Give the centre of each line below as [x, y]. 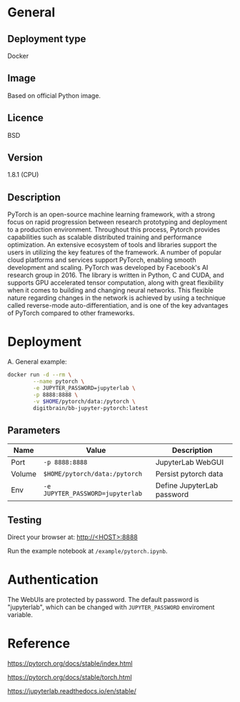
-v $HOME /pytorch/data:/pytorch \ [84, 401]
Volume [24, 474]
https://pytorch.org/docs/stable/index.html [70, 663]
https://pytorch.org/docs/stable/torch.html [70, 677]
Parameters [34, 430]
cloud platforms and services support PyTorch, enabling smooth [102, 260]
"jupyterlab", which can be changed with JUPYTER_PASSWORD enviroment [111, 607]
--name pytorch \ [59, 382]
